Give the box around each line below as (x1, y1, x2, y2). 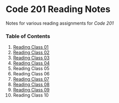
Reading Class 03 (13, 55, 50, 61)
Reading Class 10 (13, 92, 49, 98)
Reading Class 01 (13, 44, 49, 50)
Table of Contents (6, 33, 51, 40)
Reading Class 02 (13, 49, 50, 56)
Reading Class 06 (13, 71, 50, 77)
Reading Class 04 (13, 60, 50, 66)
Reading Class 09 (13, 87, 50, 93)
